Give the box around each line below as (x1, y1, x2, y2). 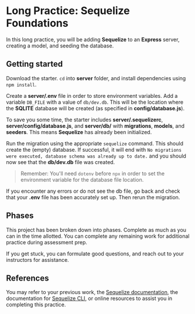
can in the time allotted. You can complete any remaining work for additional (6, 233, 190, 240)
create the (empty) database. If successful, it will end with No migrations (6, 146, 182, 153)
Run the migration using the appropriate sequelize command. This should (6, 139, 183, 147)
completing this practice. (6, 301, 66, 308)
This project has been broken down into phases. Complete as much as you (6, 226, 186, 233)
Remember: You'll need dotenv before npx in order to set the (20, 170, 165, 177)
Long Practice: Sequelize (6, 4, 130, 18)
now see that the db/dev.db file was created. (6, 158, 115, 165)
